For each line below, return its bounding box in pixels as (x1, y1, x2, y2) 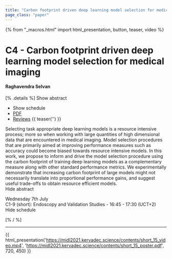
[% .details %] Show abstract (5, 95, 67, 101)
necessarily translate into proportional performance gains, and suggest (5, 175, 155, 181)
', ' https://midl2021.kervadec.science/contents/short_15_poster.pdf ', (21, 242, 164, 248)
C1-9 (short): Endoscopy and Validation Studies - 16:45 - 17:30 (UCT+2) (5, 201, 156, 207)
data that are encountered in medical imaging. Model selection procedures (5, 137, 163, 143)
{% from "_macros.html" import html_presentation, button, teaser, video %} (5, 26, 164, 32)
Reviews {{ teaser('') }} (12, 116, 61, 122)
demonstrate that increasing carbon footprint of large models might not (5, 169, 156, 175)
